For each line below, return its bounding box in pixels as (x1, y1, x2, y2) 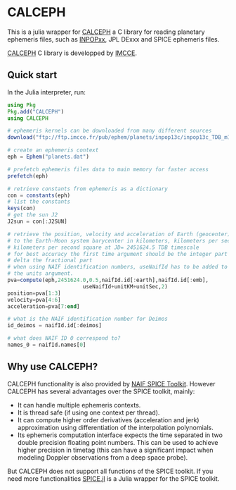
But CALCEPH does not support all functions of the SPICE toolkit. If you (7, 467, 214, 475)
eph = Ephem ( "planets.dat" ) (7, 153, 90, 160)
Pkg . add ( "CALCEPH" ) (7, 108, 65, 115)
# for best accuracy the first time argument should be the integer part (7, 250, 228, 257)
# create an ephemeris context (7, 147, 99, 154)
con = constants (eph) (7, 192, 71, 199)
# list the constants (7, 198, 71, 205)
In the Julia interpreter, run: (7, 87, 86, 96)
